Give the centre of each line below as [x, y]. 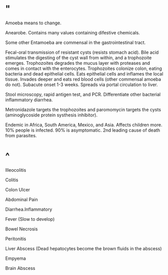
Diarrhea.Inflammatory [29, 209]
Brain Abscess [20, 268]
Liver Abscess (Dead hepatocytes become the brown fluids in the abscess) [83, 248]
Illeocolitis [16, 170]
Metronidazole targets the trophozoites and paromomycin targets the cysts [83, 109]
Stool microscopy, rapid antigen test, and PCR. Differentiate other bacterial [83, 94]
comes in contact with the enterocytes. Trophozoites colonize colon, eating [84, 68]
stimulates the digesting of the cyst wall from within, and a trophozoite [78, 57]
